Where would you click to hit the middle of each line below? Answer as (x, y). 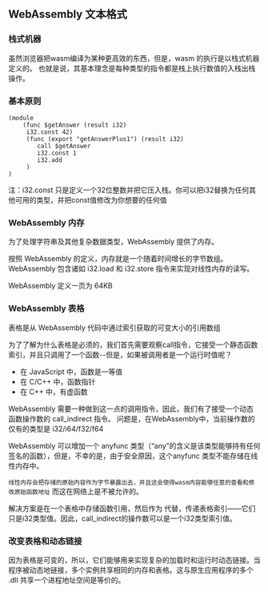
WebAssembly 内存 (47, 223)
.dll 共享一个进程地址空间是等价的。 (67, 580)
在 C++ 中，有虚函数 (54, 392)
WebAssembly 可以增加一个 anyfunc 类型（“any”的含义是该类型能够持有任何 (134, 445)
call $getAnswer (64, 146)
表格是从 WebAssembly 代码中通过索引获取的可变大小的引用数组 (114, 328)
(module (21, 118)
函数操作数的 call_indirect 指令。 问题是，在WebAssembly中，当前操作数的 (132, 418)
